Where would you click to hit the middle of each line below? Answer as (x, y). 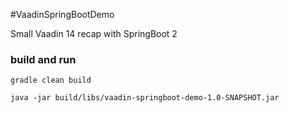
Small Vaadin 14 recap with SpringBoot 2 (94, 33)
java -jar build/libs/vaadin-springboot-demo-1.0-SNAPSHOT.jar (145, 98)
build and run (43, 59)
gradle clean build (51, 80)
